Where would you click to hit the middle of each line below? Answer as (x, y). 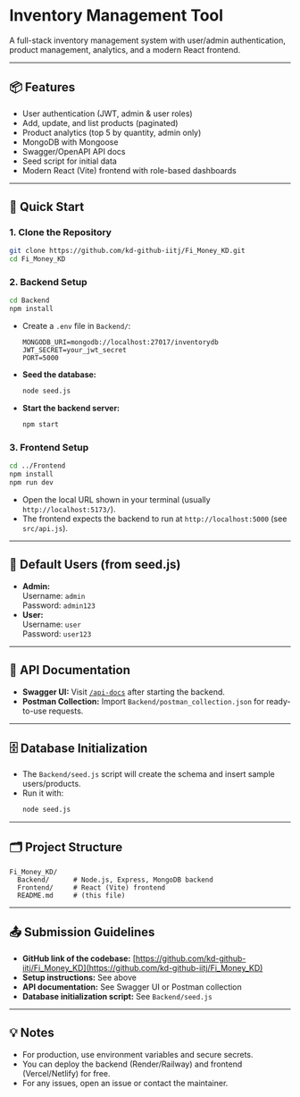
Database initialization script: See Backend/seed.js (117, 996)
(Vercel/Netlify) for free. (66, 1073)
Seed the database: (59, 375)
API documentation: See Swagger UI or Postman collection (132, 987)
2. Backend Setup (48, 283)
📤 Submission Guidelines (82, 932)
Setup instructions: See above (79, 977)
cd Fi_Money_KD (37, 259)
